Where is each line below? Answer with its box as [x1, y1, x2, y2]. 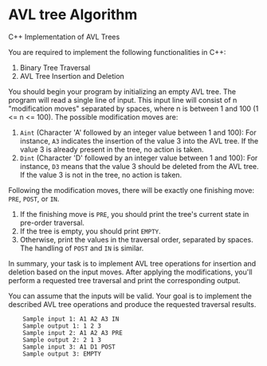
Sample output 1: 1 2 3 [22, 321, 102, 330]
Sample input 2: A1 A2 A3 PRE [22, 329, 124, 336]
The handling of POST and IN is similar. [19, 243, 144, 253]
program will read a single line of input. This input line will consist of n [8, 95, 238, 104]
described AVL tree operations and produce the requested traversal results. [8, 299, 257, 309]
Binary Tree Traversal [19, 62, 91, 73]
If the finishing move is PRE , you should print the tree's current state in [19, 209, 249, 218]
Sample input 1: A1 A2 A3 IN [22, 315, 120, 323]
